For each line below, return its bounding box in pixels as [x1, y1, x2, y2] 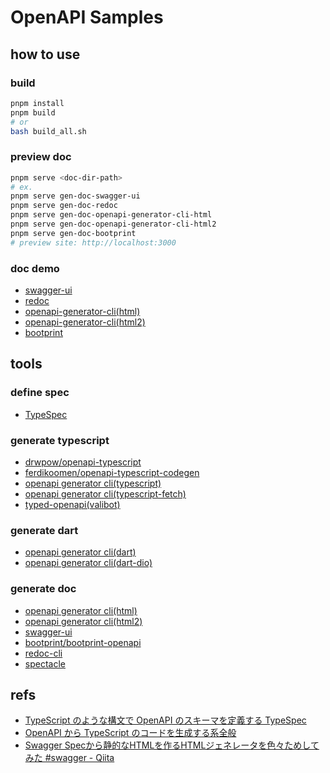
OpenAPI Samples [10, 6, 164, 29]
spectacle [24, 657, 66, 670]
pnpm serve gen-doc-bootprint [10, 228, 137, 238]
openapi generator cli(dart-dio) [24, 557, 153, 569]
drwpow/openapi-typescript [24, 456, 142, 468]
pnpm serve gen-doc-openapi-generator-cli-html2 [10, 219, 217, 230]
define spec [10, 386, 70, 400]
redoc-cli [24, 647, 63, 659]
